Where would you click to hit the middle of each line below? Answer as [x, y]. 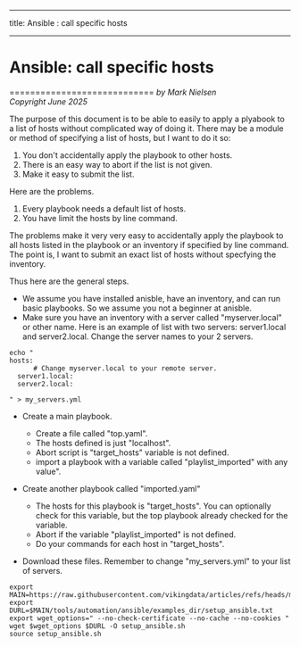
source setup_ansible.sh [55, 634]
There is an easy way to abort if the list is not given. [117, 164]
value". [48, 471]
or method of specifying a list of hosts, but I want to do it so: [120, 137]
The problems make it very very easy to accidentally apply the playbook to [146, 235]
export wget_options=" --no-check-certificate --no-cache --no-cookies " [150, 618]
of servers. [42, 570]
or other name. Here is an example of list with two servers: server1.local [154, 327]
